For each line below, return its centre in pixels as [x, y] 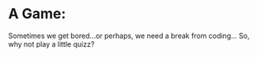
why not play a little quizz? [51, 44]
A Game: [37, 14]
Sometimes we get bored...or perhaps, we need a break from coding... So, [129, 36]
